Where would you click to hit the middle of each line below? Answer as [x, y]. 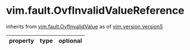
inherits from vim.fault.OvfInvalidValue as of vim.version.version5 [84, 26]
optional [70, 40]
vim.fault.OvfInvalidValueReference [95, 11]
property [22, 40]
